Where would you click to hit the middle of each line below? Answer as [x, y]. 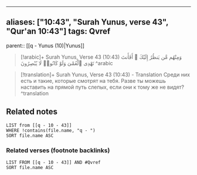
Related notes [32, 112]
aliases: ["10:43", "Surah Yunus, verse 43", [87, 22]
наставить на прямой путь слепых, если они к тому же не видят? [102, 87]
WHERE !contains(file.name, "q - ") [51, 130]
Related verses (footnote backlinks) [58, 150]
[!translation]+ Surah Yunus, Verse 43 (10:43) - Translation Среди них [105, 75]
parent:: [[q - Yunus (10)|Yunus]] [45, 45]
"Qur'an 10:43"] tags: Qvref [58, 31]
